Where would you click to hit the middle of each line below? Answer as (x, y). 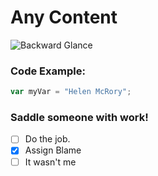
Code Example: (48, 71)
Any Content (64, 17)
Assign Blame (53, 150)
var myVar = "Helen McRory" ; (71, 92)
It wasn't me (50, 162)
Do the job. (47, 139)
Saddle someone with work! (79, 118)
